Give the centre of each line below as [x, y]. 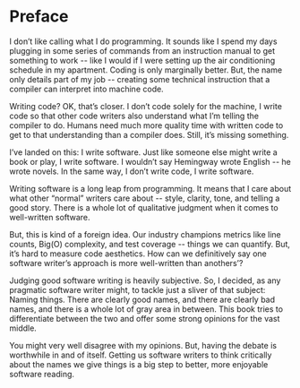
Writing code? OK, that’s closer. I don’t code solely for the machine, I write [146, 106]
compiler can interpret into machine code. [86, 89]
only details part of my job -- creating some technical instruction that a [140, 79]
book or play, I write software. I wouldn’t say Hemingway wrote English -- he [150, 161]
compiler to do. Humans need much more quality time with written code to [146, 125]
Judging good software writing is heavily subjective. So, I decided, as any [145, 280]
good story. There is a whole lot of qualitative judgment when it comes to [144, 207]
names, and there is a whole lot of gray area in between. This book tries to [146, 309]
